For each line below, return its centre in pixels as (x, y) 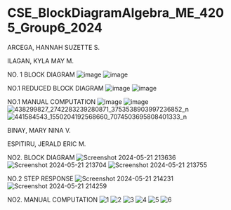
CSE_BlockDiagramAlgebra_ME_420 (116, 13)
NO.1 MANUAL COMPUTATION (52, 101)
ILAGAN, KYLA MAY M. (40, 60)
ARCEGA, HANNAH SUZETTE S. (54, 47)
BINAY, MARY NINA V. (39, 130)
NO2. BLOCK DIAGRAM (41, 157)
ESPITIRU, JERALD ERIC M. (47, 144)
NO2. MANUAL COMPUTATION (53, 199)
